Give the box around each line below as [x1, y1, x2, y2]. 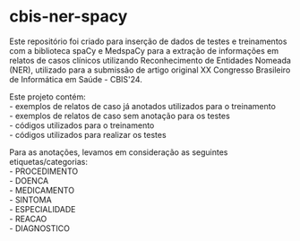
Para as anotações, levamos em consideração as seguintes [9, 146, 228, 158]
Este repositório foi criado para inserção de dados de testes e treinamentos [9, 36, 287, 47]
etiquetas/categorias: [9, 156, 88, 167]
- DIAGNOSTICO [9, 222, 70, 234]
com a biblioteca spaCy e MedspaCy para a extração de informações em [9, 45, 279, 56]
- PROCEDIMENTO [9, 166, 79, 176]
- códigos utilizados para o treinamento [9, 119, 155, 131]
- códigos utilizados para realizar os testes [9, 129, 167, 140]
